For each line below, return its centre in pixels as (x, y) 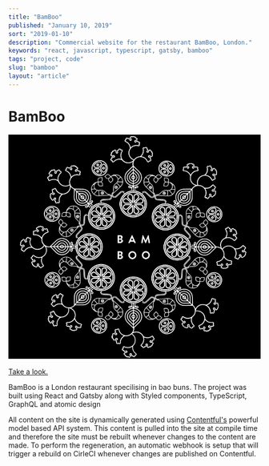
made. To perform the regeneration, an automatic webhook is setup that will (133, 445)
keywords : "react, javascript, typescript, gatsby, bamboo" (111, 51)
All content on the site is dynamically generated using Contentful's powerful (133, 420)
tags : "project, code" (46, 59)
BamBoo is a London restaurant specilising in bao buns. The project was (127, 387)
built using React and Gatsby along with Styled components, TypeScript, (128, 396)
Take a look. (28, 372)
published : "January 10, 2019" (60, 25)
